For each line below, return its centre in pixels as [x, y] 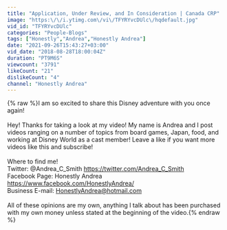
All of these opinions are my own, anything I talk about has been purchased [114, 205]
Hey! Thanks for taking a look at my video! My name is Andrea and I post [110, 125]
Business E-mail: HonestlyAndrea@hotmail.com [75, 191]
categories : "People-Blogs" [47, 33]
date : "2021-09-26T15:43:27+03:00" [58, 45]
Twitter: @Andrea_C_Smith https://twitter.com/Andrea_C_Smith [96, 169]
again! [16, 111]
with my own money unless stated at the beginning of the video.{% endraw [113, 213]
